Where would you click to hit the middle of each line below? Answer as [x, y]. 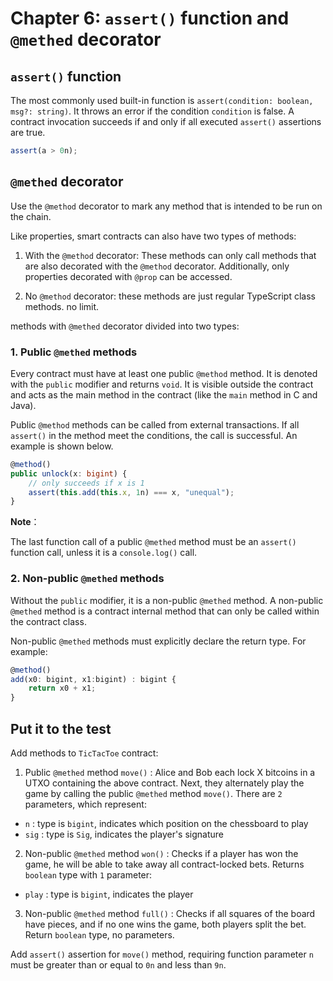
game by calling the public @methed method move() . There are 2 [153, 793]
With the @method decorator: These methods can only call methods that [170, 255]
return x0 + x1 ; [62, 688]
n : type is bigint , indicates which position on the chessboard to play [166, 823]
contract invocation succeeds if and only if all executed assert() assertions [166, 121]
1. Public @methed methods [74, 352]
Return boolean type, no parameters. [99, 934]
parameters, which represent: [85, 804]
